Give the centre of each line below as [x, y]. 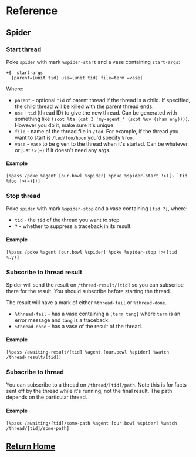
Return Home [31, 446]
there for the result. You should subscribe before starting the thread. [89, 291]
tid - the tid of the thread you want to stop [67, 220]
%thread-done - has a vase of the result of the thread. [78, 326]
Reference [32, 11]
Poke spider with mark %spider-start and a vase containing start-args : [93, 62]
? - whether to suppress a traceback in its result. [73, 226]
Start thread [24, 49]
